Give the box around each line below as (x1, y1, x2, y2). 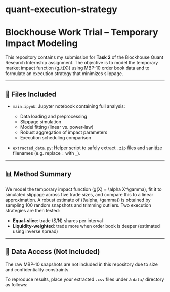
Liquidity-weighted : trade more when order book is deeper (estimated (12, 223, 160, 229)
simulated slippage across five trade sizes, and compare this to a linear (5, 191, 153, 197)
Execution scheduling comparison (20, 134, 91, 140)
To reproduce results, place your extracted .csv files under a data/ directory (5, 276, 164, 282)
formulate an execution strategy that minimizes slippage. (5, 70, 123, 77)
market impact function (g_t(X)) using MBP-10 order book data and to (5, 65, 150, 71)
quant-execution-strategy (5, 4, 118, 15)
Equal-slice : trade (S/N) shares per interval (12, 217, 103, 224)
